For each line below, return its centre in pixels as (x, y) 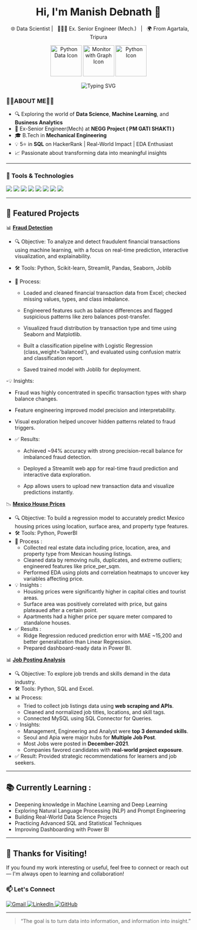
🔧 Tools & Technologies (40, 176)
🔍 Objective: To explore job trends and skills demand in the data (92, 674)
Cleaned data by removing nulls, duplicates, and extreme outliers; (103, 560)
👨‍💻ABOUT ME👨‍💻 (30, 101)
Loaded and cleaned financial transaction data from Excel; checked (105, 293)
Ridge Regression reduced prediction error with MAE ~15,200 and (103, 636)
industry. (25, 682)
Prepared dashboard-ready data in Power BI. (77, 648)
